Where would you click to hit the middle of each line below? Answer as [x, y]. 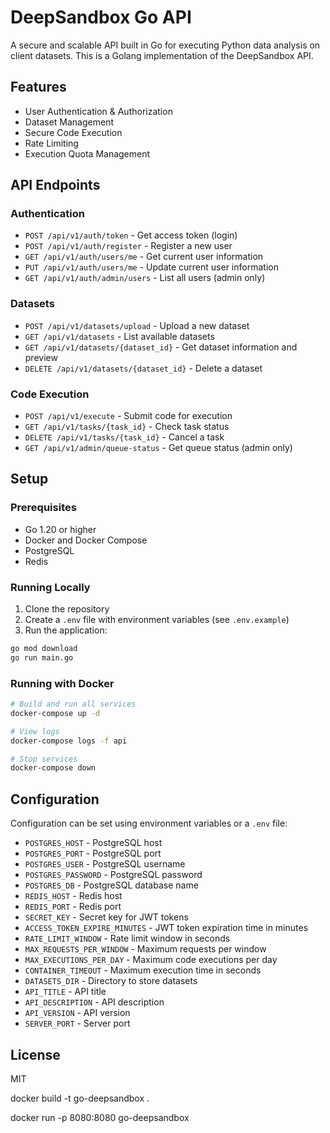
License [35, 1054]
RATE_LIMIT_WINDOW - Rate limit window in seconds [127, 938]
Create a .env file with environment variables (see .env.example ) [157, 620]
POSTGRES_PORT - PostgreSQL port [93, 853]
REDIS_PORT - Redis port [73, 907]
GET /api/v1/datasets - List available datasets [119, 336]
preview [41, 357]
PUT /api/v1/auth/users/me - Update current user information [151, 267]
